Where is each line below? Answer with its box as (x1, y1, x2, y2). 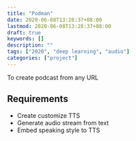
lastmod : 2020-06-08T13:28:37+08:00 (7, 23, 111, 29)
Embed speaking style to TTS (16, 126, 100, 134)
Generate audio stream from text (16, 118, 109, 127)
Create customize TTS (16, 111, 81, 120)
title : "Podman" (7, 10, 53, 17)
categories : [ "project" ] (7, 55, 78, 62)
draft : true (7, 29, 41, 36)
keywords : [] (7, 36, 44, 42)
